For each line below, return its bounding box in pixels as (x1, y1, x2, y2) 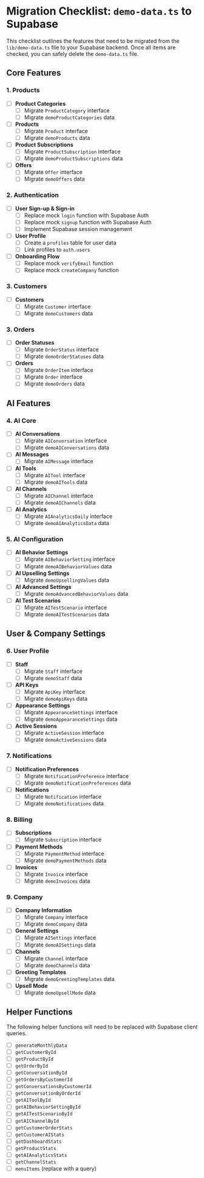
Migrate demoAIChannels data (24, 498, 96, 506)
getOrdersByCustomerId (15, 1077, 73, 1083)
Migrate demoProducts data (24, 134, 90, 141)
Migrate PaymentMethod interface (24, 850, 104, 857)
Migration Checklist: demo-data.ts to (6, 4, 192, 18)
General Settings (15, 927, 59, 934)
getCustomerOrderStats (15, 1125, 73, 1131)
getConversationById (15, 1070, 67, 1076)
